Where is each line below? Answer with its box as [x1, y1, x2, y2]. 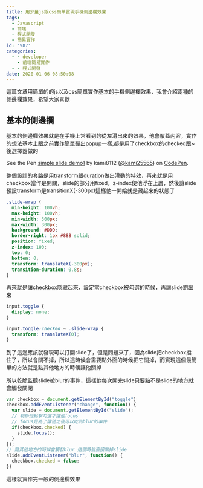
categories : [6, 48, 36, 54]
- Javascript [11, 20, 45, 26]
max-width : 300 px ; [11, 221, 59, 227]
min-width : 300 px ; [11, 216, 59, 222]
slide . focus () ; [17, 430, 56, 436]
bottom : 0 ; [11, 255, 39, 261]
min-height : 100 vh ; [11, 204, 61, 210]
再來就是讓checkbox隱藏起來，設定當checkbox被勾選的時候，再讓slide [6, 284, 183, 291]
